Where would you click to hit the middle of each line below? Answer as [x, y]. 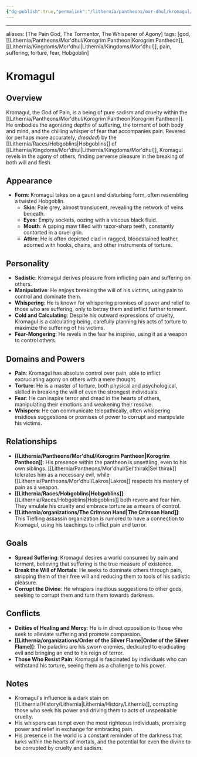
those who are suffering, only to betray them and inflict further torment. [101, 309]
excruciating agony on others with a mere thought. [75, 379]
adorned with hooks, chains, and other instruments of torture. [98, 245]
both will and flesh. [29, 162]
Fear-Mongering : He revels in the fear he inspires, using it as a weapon [101, 334]
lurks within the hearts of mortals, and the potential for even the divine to [103, 742]
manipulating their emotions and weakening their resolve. [84, 405]
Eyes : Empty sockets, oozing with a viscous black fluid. [90, 220]
